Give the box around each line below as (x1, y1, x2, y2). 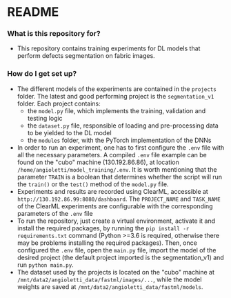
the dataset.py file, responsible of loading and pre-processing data (27, 121, 219, 130)
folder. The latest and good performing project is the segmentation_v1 (17, 92, 214, 100)
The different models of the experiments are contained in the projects (17, 84, 217, 93)
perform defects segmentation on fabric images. (17, 52, 155, 60)
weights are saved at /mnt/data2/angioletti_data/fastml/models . (17, 282, 203, 290)
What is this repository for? (7, 29, 101, 39)
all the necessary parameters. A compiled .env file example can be (17, 150, 207, 159)
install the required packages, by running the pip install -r (17, 223, 190, 232)
